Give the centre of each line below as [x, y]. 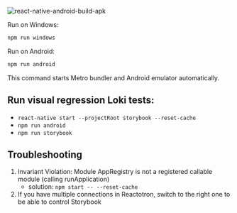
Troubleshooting [45, 154]
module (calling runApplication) [64, 179]
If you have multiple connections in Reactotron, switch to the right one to [124, 195]
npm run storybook [45, 133]
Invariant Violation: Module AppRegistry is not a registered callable [115, 172]
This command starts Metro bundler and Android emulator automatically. [114, 77]
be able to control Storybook [59, 202]
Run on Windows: [33, 24]
